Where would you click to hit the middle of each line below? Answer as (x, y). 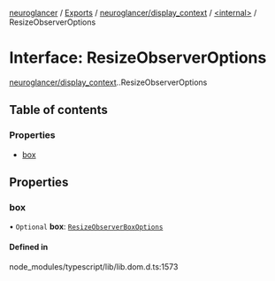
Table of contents (58, 110)
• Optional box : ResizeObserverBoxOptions (86, 227)
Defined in (29, 247)
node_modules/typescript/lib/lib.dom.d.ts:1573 (94, 266)
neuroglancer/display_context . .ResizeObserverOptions (108, 82)
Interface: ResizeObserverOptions (138, 58)
